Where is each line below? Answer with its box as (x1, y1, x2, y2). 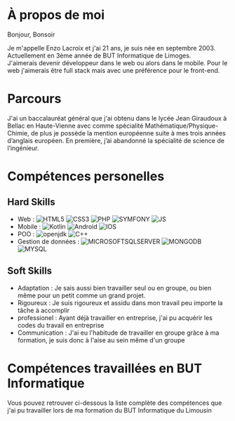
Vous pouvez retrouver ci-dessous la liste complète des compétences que (7, 399, 222, 407)
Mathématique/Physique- (145, 121, 219, 130)
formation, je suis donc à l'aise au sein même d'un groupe (17, 335, 185, 344)
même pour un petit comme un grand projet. (17, 291, 146, 300)
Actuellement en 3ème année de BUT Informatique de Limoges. (7, 51, 192, 60)
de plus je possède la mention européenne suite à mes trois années (30, 128, 226, 137)
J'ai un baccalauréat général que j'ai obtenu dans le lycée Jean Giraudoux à (7, 114, 227, 122)
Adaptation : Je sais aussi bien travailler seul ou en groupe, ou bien (17, 283, 212, 292)
